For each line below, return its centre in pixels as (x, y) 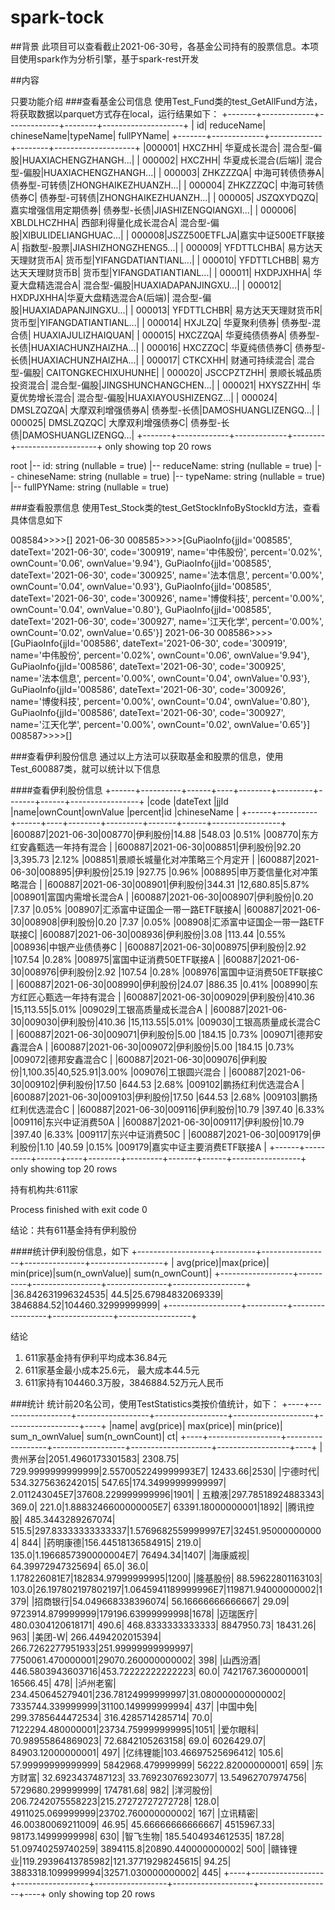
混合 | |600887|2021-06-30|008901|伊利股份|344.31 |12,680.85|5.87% (164, 884)
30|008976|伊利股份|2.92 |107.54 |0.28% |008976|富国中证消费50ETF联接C (166, 972)
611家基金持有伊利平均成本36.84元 (96, 1357)
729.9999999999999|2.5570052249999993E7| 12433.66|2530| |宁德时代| (165, 1471)
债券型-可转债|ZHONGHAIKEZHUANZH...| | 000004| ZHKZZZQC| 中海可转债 (167, 185)
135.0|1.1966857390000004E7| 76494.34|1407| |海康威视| (130, 1555)
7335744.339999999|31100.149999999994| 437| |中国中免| (134, 1706)
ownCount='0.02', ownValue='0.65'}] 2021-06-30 (112, 632)
